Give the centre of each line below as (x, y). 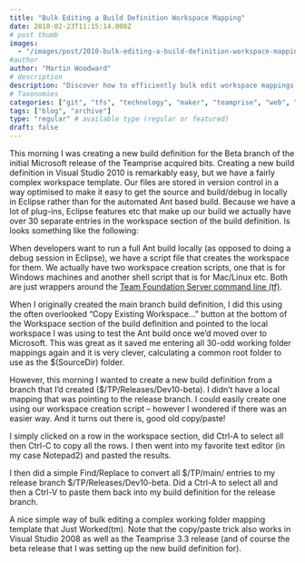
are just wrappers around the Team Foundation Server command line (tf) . (146, 286)
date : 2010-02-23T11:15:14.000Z (70, 26)
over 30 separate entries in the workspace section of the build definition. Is (150, 221)
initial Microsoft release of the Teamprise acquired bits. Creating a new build (152, 163)
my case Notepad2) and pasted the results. (90, 455)
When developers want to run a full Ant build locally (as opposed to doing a (150, 248)
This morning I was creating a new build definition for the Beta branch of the (152, 153)
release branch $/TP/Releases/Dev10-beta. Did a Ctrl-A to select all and (144, 483)
